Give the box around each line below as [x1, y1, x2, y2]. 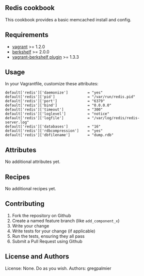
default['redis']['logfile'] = [5, 116, 90, 121]
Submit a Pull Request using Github [12, 238, 82, 244]
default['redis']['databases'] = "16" [5, 124, 101, 129]
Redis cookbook [5, 4, 55, 12]
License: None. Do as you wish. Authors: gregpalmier [5, 265, 112, 271]
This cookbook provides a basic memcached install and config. [5, 16, 132, 22]
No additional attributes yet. [5, 159, 61, 164]
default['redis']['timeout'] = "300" [5, 107, 103, 112]
